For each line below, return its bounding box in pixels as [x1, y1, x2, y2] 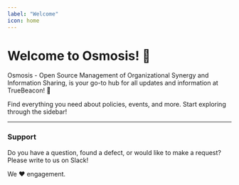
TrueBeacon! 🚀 [7, 86, 51, 95]
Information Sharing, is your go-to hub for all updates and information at [7, 79, 218, 88]
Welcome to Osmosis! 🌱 [7, 48, 151, 64]
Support [7, 132, 37, 142]
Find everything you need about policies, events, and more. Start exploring [7, 100, 226, 109]
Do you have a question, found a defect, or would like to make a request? [7, 148, 222, 157]
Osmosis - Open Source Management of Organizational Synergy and [7, 71, 209, 80]
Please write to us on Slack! [7, 156, 89, 164]
